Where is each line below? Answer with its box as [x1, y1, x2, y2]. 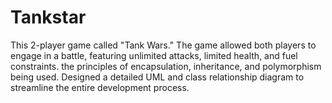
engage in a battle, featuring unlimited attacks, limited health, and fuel [10, 49, 298, 61]
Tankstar [10, 6, 87, 29]
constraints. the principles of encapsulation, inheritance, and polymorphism [10, 60, 322, 72]
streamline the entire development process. [10, 81, 190, 93]
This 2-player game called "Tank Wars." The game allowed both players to [10, 39, 317, 51]
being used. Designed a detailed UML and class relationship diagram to [10, 71, 305, 83]
